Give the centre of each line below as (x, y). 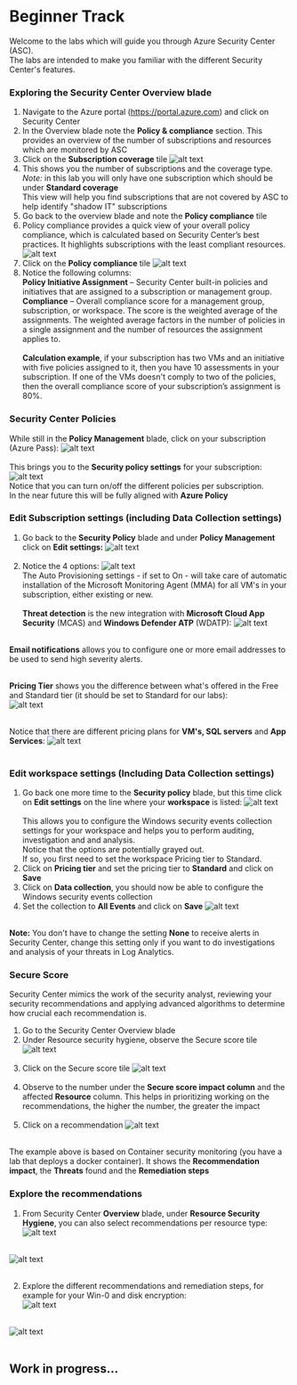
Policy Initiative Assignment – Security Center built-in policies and (145, 282)
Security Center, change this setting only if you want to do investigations (142, 942)
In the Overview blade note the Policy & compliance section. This (142, 131)
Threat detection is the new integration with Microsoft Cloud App (143, 613)
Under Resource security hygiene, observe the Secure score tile (140, 1040)
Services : (28, 740)
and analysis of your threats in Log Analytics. (92, 952)
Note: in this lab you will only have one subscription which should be (148, 178)
